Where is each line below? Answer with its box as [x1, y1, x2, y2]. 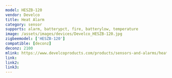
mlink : [5, 50, 19, 55]
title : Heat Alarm [5, 17, 45, 22]
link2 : [5, 60, 19, 65]
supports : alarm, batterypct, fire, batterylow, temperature [5, 27, 139, 32]
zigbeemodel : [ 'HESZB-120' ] [5, 36, 66, 42]
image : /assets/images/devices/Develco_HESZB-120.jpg [5, 31, 123, 36]
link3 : [5, 65, 19, 70]
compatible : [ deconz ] [5, 41, 52, 46]
